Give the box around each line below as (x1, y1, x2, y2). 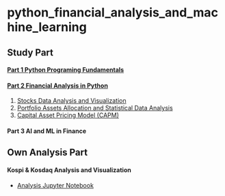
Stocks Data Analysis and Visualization (16, 97, 127, 105)
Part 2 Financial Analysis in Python (7, 81, 108, 90)
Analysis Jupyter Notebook (16, 181, 94, 189)
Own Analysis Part (7, 147, 88, 158)
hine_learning (7, 19, 87, 35)
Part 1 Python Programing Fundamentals (7, 66, 124, 74)
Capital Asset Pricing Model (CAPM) (16, 111, 120, 119)
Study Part (7, 47, 53, 58)
